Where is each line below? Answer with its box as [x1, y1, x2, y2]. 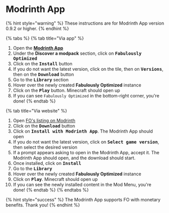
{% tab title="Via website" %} [6, 108, 67, 114]
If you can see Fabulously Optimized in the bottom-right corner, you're [13, 92, 160, 98]
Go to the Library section [13, 76, 69, 82]
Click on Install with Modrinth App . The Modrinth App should [13, 128, 153, 134]
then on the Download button [13, 71, 74, 77]
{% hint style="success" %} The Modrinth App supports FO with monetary [6, 196, 160, 202]
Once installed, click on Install [13, 160, 81, 166]
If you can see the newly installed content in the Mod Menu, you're [13, 181, 151, 187]
